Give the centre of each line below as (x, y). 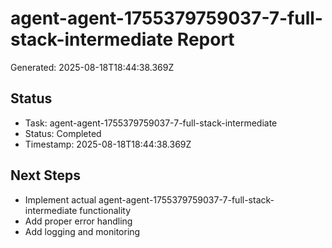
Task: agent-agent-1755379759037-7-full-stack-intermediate (151, 123)
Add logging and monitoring (82, 231)
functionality (105, 210)
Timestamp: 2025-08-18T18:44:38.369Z (108, 144)
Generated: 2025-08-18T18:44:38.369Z (92, 67)
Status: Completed (63, 133)
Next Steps (45, 175)
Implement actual (60, 199)
